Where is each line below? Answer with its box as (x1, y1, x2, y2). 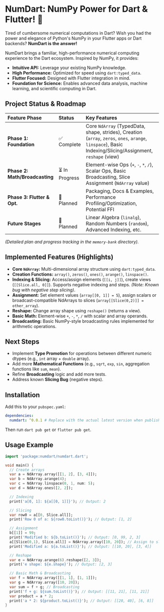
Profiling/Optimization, (85, 200, 138, 206)
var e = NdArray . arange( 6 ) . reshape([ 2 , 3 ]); (9, 558, 102, 562)
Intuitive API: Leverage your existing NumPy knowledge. (12, 65, 127, 71)
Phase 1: (7, 135, 28, 142)
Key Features (85, 114, 117, 121)
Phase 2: (7, 167, 28, 174)
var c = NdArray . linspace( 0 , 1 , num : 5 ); (9, 481, 95, 486)
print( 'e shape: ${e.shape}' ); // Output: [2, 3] (9, 562, 112, 567)
